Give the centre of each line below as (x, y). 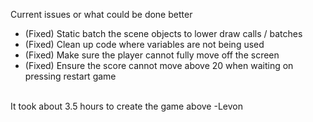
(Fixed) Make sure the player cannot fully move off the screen (152, 55)
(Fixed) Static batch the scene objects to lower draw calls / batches (163, 33)
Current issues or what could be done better (101, 14)
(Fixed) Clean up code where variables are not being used (144, 44)
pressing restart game (70, 76)
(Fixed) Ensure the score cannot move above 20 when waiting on (159, 65)
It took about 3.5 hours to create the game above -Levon (126, 106)
